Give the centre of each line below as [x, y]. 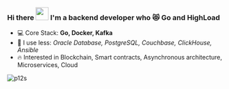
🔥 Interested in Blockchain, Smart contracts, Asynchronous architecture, [119, 58]
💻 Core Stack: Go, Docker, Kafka [65, 33]
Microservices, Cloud [47, 65]
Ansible [28, 50]
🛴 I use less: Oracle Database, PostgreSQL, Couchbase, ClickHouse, [115, 43]
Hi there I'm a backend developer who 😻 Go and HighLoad [113, 17]
